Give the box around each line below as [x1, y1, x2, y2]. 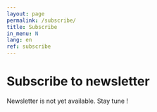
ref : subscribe [6, 43, 51, 50]
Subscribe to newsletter [6, 73, 150, 89]
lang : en [6, 37, 32, 44]
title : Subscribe [6, 23, 58, 30]
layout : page [6, 10, 45, 18]
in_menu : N [6, 30, 39, 37]
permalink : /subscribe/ [6, 17, 77, 24]
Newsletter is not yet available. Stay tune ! [6, 97, 128, 105]
